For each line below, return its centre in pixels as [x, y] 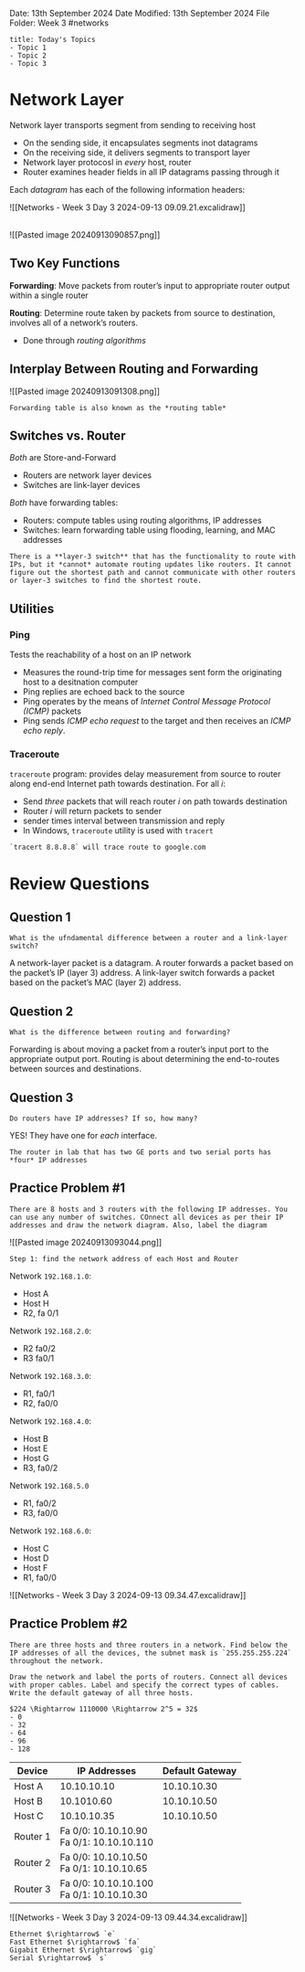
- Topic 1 [28, 48]
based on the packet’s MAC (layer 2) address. [95, 982]
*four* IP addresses [49, 1160]
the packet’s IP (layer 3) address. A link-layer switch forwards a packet [142, 973]
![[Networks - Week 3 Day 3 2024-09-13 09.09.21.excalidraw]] [127, 207]
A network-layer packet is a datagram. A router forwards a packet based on [152, 963]
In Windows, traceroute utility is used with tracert [118, 831]
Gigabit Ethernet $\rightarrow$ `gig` [83, 1950]
